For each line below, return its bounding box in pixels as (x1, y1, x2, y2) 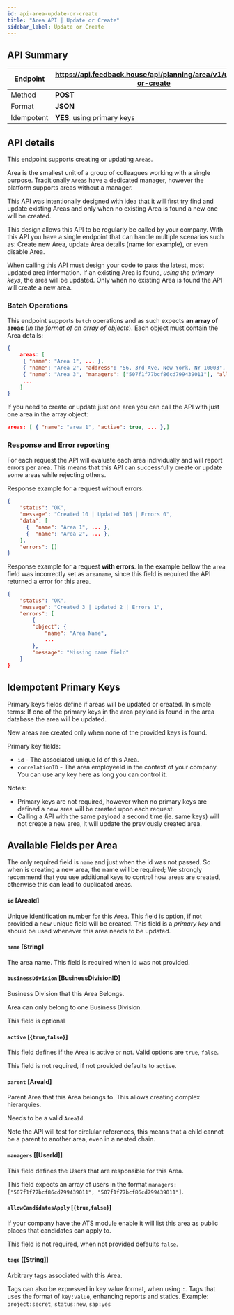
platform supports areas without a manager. (7, 183, 133, 192)
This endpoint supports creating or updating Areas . (7, 155, 153, 163)
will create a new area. (7, 283, 72, 292)
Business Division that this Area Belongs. (7, 990, 125, 998)
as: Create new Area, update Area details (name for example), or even (7, 240, 208, 248)
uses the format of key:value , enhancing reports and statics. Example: (7, 1292, 209, 1301)
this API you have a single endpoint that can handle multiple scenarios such (7, 233, 224, 241)
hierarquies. (7, 1100, 42, 1109)
